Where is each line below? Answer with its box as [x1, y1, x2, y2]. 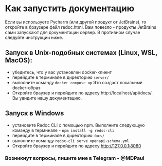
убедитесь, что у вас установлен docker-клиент [12, 69, 112, 75]
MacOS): [5, 56, 33, 65]
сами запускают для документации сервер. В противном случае [5, 29, 140, 35]
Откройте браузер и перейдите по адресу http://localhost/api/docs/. [12, 90, 153, 95]
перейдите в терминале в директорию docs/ [12, 132, 105, 138]
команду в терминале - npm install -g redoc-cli [12, 127, 114, 133]
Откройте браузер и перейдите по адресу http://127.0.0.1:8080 [12, 143, 141, 148]
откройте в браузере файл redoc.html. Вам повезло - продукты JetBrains [5, 24, 157, 30]
